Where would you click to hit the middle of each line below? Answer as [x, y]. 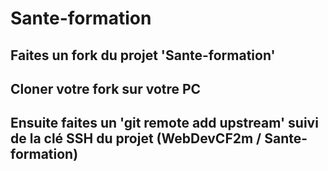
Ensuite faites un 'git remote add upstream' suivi [164, 123]
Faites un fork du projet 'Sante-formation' [143, 55]
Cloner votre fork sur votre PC [106, 88]
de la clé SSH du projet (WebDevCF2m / [136, 138]
